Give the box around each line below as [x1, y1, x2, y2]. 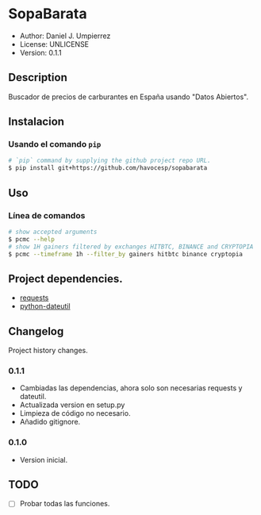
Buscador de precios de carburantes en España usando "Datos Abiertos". [8, 92, 248, 102]
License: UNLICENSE [19, 39, 90, 48]
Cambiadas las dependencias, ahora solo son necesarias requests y [19, 383, 243, 393]
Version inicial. [19, 455, 68, 464]
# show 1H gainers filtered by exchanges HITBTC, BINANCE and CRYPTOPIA [8, 243, 254, 251]
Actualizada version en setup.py [19, 400, 125, 409]
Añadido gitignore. [19, 417, 81, 427]
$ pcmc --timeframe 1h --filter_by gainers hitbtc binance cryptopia [8, 250, 244, 258]
